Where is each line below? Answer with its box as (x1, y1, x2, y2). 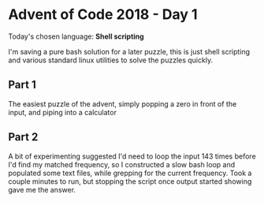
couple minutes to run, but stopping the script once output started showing (8, 176, 252, 186)
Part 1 (8, 78, 37, 92)
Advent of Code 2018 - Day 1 (8, 6, 199, 24)
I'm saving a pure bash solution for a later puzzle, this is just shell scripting (8, 47, 251, 56)
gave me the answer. (8, 185, 76, 194)
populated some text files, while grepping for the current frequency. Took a (8, 168, 252, 178)
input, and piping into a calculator (8, 107, 117, 117)
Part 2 (8, 130, 39, 144)
